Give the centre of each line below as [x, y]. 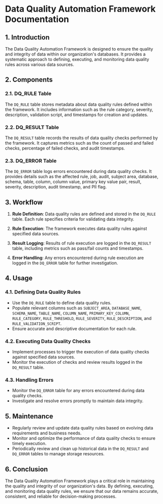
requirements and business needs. [47, 433]
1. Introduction [27, 37]
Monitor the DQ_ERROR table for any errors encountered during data [78, 391]
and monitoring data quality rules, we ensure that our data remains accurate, [82, 491]
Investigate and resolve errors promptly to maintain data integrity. [78, 401]
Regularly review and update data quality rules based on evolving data [82, 428]
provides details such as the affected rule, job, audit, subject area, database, [82, 177]
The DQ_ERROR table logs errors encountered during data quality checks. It [78, 171]
